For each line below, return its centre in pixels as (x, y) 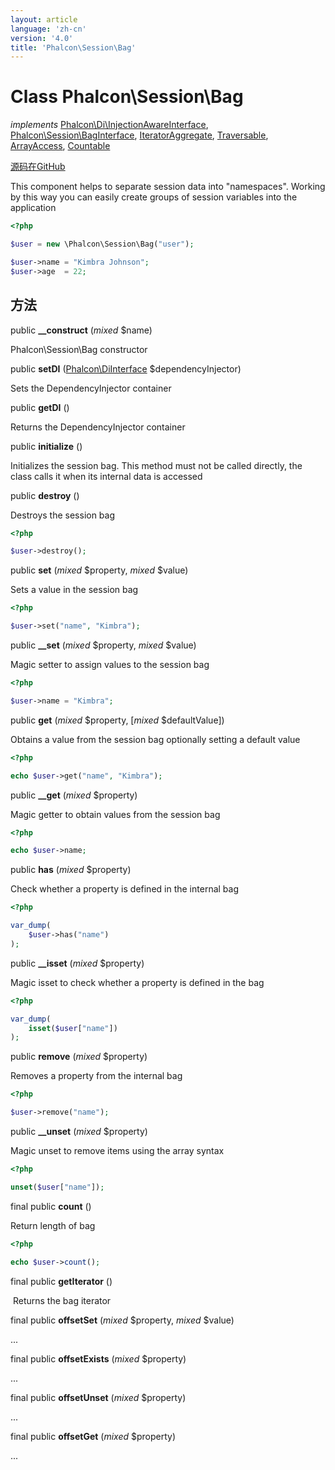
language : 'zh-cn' (48, 29)
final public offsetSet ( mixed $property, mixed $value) (122, 1320)
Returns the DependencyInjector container (98, 427)
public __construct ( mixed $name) (81, 330)
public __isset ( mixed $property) (77, 963)
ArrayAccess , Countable (60, 146)
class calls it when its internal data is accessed (106, 476)
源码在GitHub (38, 167)
